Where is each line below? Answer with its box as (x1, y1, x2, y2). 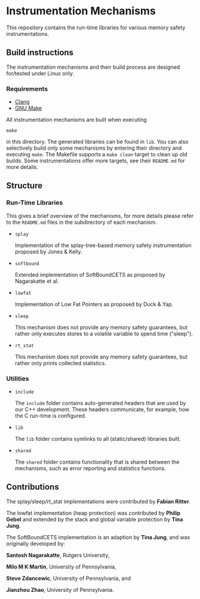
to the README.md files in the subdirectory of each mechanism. (6, 218, 157, 226)
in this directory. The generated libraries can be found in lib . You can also (6, 138, 189, 146)
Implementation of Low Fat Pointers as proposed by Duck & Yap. (14, 300, 174, 308)
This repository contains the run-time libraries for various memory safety (6, 24, 186, 31)
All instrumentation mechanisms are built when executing (6, 116, 147, 123)
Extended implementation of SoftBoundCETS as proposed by (14, 271, 165, 278)
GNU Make (14, 104, 42, 112)
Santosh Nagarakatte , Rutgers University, (6, 551, 110, 558)
